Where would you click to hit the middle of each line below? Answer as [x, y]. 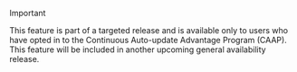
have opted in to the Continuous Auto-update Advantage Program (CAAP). [148, 40]
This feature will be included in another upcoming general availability [138, 49]
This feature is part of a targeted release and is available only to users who [148, 30]
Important [28, 13]
